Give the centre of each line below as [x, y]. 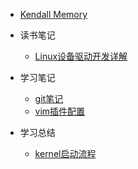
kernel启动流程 [65, 153]
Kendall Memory [53, 14]
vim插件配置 [60, 111]
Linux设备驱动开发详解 [81, 56]
